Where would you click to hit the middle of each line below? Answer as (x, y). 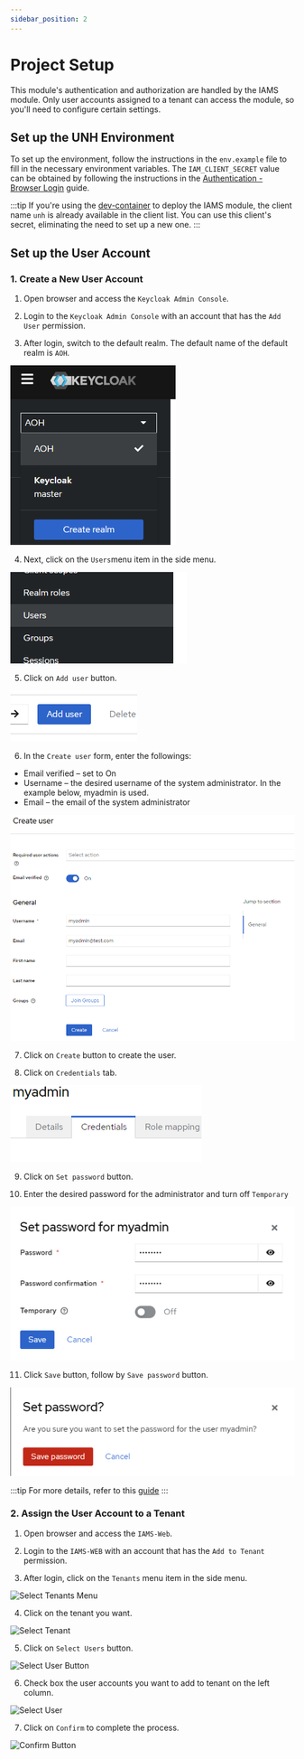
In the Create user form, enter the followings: (107, 756)
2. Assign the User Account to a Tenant (98, 1513)
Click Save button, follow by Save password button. (115, 1374)
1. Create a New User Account (77, 278)
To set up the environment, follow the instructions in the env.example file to (149, 159)
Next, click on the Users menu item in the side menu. (120, 559)
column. (38, 1692)
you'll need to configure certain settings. (86, 109)
